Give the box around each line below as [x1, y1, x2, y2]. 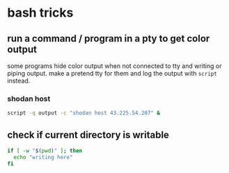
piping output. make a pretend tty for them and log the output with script [7, 69, 217, 77]
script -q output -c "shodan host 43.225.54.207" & [7, 110, 160, 117]
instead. [7, 76, 31, 85]
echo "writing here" [13, 154, 73, 160]
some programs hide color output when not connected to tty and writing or [7, 62, 222, 70]
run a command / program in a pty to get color [7, 33, 210, 44]
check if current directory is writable [7, 129, 169, 140]
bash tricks [7, 5, 74, 21]
